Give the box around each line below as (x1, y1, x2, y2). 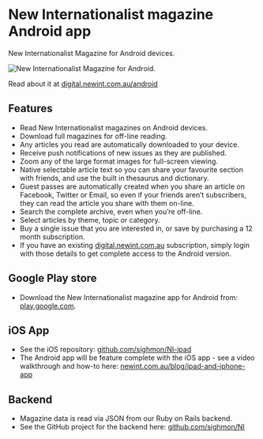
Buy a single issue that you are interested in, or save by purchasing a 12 (19, 223, 253, 233)
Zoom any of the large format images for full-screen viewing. (19, 156, 219, 166)
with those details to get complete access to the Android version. (19, 249, 231, 258)
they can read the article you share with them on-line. (19, 198, 195, 208)
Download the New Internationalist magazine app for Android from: (19, 292, 239, 302)
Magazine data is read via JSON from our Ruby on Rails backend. (19, 414, 233, 423)
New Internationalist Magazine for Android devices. (8, 48, 175, 58)
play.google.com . (19, 301, 77, 310)
